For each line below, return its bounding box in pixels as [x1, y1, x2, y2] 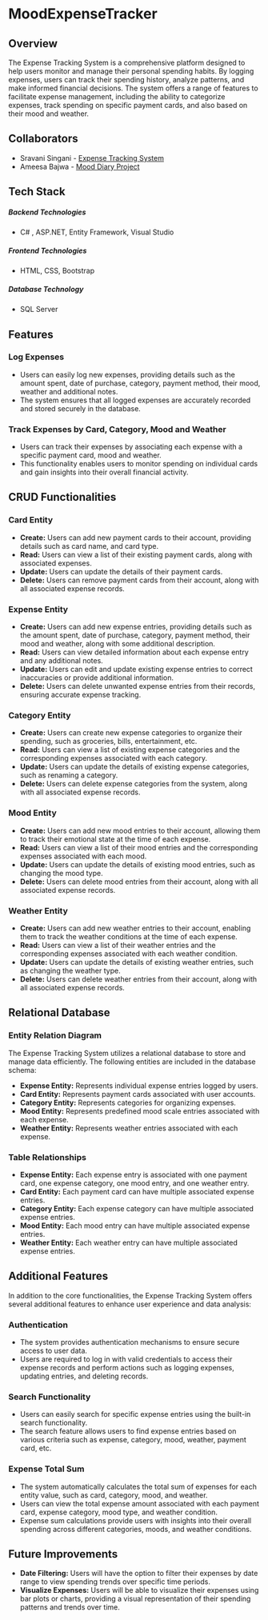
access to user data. [19, 1346, 88, 1356]
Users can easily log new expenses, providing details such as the [19, 370, 236, 379]
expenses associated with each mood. [19, 851, 147, 861]
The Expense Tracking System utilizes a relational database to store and [8, 1048, 246, 1058]
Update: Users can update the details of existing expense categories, [19, 762, 250, 772]
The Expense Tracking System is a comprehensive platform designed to [8, 58, 246, 67]
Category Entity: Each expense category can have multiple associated [19, 1203, 254, 1213]
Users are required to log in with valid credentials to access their [19, 1354, 233, 1364]
